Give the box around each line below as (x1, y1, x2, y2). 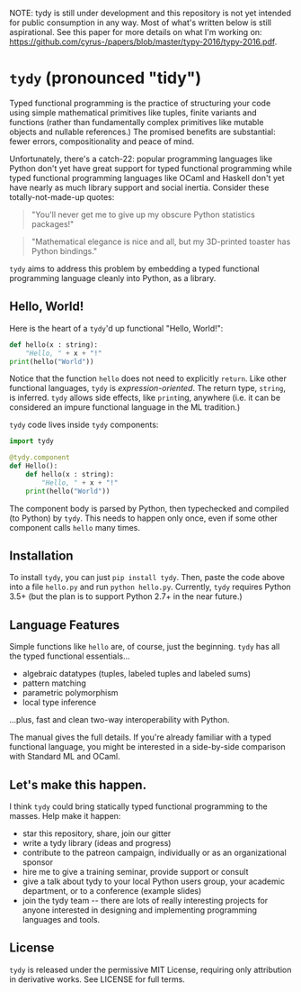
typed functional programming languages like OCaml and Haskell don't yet (9, 172, 285, 183)
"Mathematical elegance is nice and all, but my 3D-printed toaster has (31, 236, 291, 247)
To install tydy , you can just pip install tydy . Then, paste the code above (9, 572, 286, 583)
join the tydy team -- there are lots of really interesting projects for (22, 896, 269, 906)
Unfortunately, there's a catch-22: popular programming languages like (9, 153, 273, 164)
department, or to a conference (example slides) (22, 886, 202, 896)
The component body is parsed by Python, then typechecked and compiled (9, 503, 289, 514)
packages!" (31, 218, 75, 229)
